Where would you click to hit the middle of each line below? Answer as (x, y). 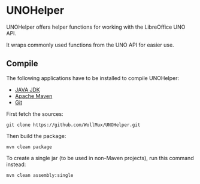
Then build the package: (36, 136)
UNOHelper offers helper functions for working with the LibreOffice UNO (96, 27)
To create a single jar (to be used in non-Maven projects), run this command (100, 158)
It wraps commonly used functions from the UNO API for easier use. (90, 45)
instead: (16, 164)
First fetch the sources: (35, 114)
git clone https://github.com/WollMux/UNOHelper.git (73, 125)
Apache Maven (34, 96)
